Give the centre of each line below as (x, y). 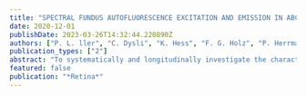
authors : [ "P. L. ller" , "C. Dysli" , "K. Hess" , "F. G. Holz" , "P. (140, 43)
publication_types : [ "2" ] (58, 52)
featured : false (40, 69)
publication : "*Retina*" (56, 77)
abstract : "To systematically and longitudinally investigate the (138, 60)
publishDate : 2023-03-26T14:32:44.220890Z (91, 34)
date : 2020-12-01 (42, 26)
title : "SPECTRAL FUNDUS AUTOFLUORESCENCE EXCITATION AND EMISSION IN (146, 18)
